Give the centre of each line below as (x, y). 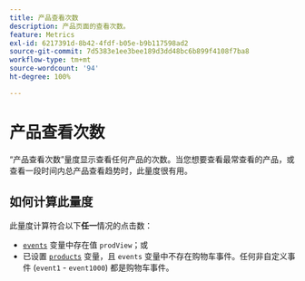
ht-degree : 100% (40, 77)
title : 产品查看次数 (44, 18)
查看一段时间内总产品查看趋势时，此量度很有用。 (101, 170)
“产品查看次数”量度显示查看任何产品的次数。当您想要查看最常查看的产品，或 (152, 159)
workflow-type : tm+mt (50, 60)
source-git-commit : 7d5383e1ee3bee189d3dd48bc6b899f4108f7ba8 (129, 52)
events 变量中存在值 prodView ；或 (85, 245)
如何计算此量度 (51, 202)
